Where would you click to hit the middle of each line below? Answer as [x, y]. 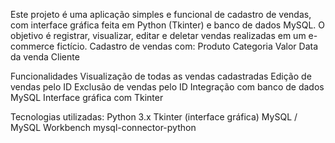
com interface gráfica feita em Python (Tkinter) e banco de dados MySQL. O [168, 25]
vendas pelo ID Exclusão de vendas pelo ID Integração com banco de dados [167, 87]
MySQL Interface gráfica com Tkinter [87, 97]
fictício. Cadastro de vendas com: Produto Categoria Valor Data [187, 46]
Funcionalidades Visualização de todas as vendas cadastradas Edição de [161, 76]
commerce [32, 46]
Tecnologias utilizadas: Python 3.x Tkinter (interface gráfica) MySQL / [154, 117]
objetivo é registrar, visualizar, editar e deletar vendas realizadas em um [158, 35]
